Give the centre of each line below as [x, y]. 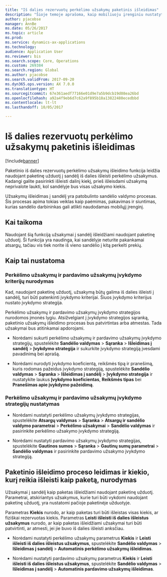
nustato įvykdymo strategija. [34, 303]
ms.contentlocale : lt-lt [31, 103]
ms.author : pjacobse [27, 75]
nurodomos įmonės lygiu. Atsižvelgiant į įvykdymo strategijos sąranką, [77, 318]
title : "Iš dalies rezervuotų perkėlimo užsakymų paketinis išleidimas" [82, 10]
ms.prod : [14, 38]
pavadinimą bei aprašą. [36, 354]
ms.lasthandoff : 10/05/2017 [34, 107]
